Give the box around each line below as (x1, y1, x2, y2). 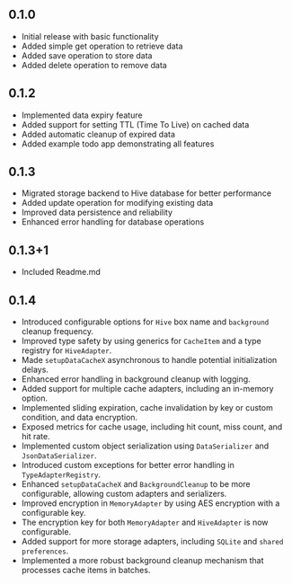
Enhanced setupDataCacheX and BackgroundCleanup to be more (21, 479, 251, 490)
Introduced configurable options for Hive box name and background (21, 316, 270, 327)
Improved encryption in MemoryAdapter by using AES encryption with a (21, 498, 280, 509)
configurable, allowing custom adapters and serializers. (21, 489, 227, 500)
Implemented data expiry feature (21, 110, 143, 120)
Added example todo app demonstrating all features (21, 138, 215, 149)
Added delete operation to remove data (21, 59, 167, 70)
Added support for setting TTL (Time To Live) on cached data (21, 119, 250, 129)
